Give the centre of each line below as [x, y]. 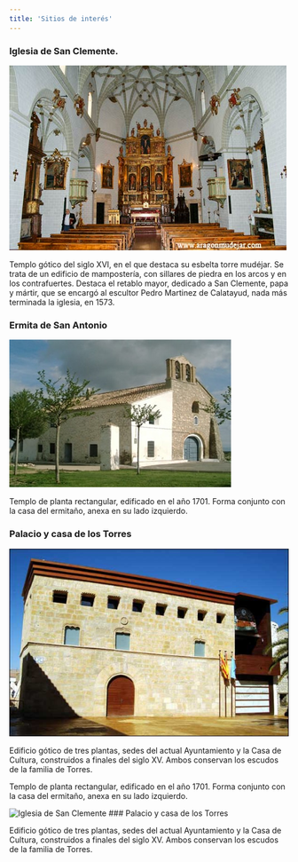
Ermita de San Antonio [59, 325]
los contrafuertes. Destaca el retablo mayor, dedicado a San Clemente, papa [149, 283]
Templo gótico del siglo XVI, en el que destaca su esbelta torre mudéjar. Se [146, 264]
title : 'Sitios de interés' [61, 19]
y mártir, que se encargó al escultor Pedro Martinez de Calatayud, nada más [149, 292]
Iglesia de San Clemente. [64, 51]
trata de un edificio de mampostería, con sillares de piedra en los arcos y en [148, 273]
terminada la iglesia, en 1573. [62, 302]
